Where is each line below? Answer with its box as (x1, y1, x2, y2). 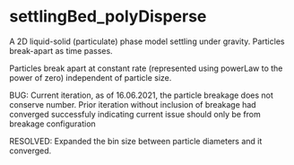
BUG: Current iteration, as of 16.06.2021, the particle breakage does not (9, 90, 273, 100)
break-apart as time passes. (9, 45, 114, 56)
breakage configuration (9, 118, 96, 129)
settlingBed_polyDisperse (9, 6, 207, 27)
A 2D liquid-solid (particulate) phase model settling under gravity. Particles (9, 36, 285, 47)
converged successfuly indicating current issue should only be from (9, 109, 262, 119)
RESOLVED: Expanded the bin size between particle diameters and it (9, 135, 263, 146)
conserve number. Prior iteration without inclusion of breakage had (9, 99, 257, 109)
